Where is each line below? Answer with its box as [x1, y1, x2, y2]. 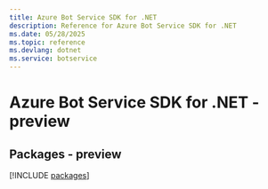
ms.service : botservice [9, 54, 98, 63]
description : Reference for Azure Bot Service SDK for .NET [9, 21, 238, 30]
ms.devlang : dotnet [9, 46, 82, 55]
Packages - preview [9, 146, 122, 161]
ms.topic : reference [9, 37, 86, 47]
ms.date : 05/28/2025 [9, 29, 86, 38]
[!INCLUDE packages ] [9, 170, 90, 180]
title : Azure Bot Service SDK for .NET [9, 12, 158, 22]
